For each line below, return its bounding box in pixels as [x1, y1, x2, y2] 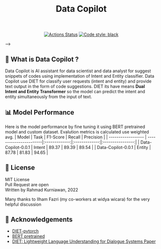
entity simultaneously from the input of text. [5, 94, 92, 100]
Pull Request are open [5, 182, 49, 187]
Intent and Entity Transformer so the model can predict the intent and [5, 89, 146, 94]
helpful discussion [5, 201, 42, 207]
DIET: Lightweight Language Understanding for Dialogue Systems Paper [12, 238, 156, 245]
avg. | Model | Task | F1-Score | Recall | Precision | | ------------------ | [5, 134, 146, 140]
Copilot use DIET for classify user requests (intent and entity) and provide [5, 78, 152, 84]
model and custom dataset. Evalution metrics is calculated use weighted [5, 129, 149, 134]
